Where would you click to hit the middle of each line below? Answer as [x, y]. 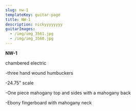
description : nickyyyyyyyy [34, 24]
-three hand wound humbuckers [39, 73]
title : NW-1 [18, 19]
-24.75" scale [20, 83]
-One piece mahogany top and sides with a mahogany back [68, 93]
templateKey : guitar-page [33, 15]
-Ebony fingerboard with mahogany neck [49, 102]
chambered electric [26, 63]
